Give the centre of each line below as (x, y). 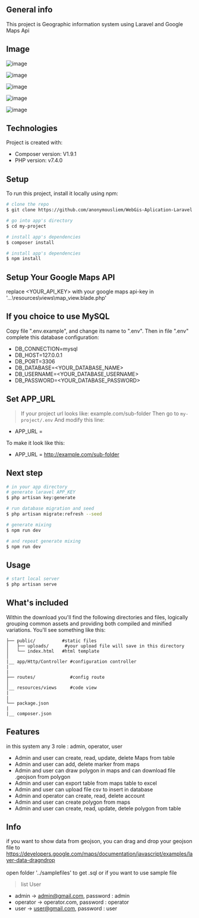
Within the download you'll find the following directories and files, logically (97, 617)
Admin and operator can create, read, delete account (80, 795)
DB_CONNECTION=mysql (46, 349)
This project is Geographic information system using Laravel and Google (94, 24)
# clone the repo (28, 205)
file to (13, 848)
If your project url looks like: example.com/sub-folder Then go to (100, 413)
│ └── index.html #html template (53, 651)
